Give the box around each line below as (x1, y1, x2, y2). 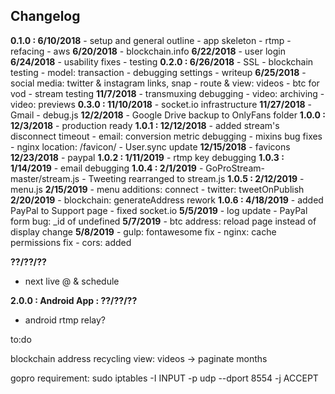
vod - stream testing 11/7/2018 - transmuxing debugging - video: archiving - (10, 87, 325, 99)
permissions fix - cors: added (10, 236, 132, 248)
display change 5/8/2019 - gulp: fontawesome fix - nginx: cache (10, 225, 277, 238)
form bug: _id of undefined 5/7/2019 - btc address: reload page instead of (10, 215, 317, 227)
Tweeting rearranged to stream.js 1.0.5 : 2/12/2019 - (88, 172, 305, 184)
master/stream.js (10, 172, 80, 184)
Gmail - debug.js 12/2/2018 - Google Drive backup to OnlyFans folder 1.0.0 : (10, 109, 326, 121)
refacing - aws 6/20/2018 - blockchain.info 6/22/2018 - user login (10, 45, 286, 57)
